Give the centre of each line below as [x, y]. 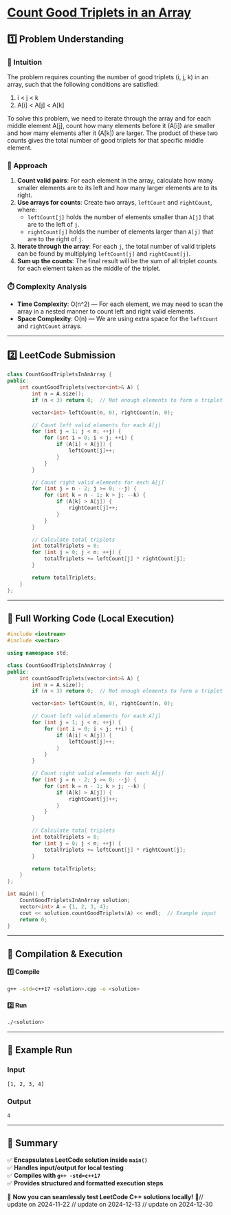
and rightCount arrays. [49, 326]
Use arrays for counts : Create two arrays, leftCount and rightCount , [114, 203]
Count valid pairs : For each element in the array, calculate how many [115, 181]
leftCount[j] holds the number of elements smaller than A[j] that [121, 217]
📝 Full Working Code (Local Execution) [91, 618]
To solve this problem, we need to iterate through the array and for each [109, 118]
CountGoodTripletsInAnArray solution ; [75, 901]
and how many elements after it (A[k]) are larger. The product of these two [113, 133]
